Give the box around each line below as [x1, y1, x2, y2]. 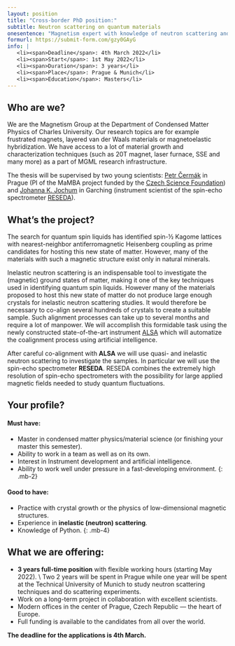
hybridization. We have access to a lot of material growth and [7, 143, 184, 151]
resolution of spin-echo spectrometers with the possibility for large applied [7, 371, 223, 380]
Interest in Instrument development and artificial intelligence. [17, 457, 192, 466]
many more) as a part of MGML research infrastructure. [7, 157, 167, 166]
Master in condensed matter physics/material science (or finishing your [17, 435, 224, 443]
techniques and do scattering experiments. [17, 587, 141, 595]
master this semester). [17, 442, 83, 450]
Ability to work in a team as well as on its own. [17, 449, 150, 458]
